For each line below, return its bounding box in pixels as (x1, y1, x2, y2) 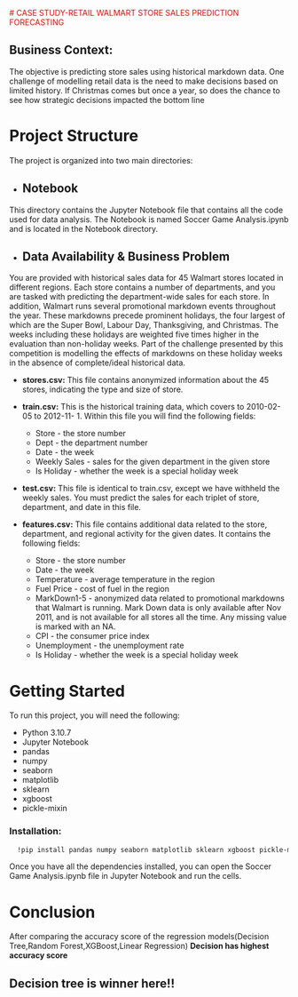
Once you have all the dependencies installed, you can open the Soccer (9, 861, 272, 872)
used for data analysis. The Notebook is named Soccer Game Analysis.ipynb (9, 213, 289, 225)
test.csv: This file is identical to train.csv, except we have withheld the (21, 483, 280, 494)
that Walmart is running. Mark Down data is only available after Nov (35, 602, 282, 613)
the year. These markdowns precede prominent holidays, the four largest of (9, 310, 286, 321)
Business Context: (9, 43, 114, 58)
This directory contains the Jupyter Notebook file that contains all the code (9, 204, 284, 215)
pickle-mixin (21, 803, 68, 814)
